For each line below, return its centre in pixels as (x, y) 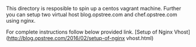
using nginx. (21, 21)
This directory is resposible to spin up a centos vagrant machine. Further (94, 8)
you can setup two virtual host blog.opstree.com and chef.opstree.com (92, 15)
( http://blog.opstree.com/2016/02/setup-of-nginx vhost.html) (80, 38)
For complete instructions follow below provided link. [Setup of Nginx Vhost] (98, 32)
